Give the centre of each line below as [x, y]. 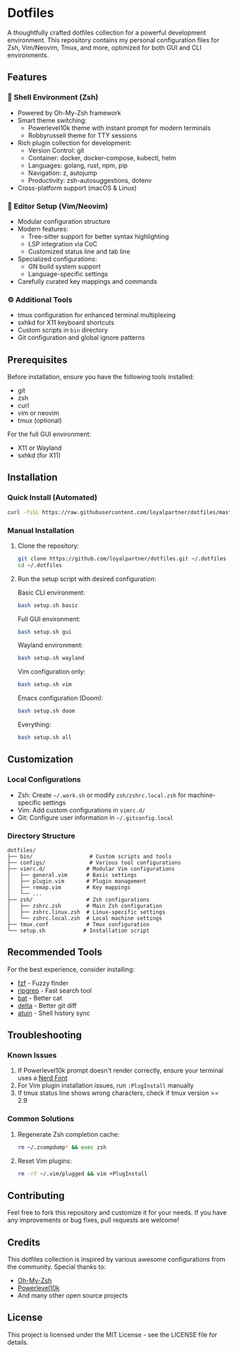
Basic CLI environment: [51, 592]
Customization [41, 759]
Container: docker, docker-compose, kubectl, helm [102, 157]
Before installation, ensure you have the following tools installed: [101, 377]
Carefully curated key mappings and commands [87, 281]
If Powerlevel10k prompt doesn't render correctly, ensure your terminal [120, 1070]
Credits [24, 1242]
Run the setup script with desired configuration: [87, 579]
